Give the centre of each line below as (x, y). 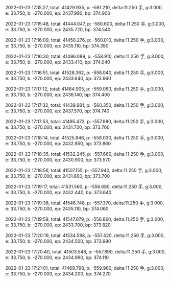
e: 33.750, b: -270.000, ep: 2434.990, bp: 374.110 (57, 257)
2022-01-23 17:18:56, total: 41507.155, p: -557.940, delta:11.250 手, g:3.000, (84, 170)
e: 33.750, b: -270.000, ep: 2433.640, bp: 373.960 (58, 78)
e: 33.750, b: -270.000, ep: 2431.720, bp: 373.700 (57, 127)
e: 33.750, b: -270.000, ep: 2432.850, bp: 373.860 (58, 144)
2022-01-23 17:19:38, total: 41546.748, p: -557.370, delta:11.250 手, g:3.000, (85, 203)
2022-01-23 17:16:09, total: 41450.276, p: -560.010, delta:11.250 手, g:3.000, (85, 40)
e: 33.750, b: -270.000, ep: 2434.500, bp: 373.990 (58, 241)
